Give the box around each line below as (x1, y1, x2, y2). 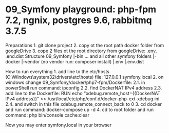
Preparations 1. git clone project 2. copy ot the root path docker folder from (5, 42, 164, 48)
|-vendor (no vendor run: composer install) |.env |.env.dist (21, 58, 144, 64)
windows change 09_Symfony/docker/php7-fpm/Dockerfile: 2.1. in (5, 79, 145, 85)
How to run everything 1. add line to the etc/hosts (5, 68, 109, 75)
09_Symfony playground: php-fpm (5, 4, 157, 15)
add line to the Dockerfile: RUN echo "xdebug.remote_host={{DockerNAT (5, 90, 161, 96)
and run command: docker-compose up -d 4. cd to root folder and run (5, 106, 154, 113)
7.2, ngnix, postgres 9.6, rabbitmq (5, 14, 153, 26)
